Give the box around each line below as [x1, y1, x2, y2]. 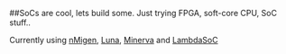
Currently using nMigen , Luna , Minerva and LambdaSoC [9, 35, 218, 45]
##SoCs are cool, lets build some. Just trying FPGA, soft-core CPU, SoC [9, 8, 278, 18]
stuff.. [9, 17, 32, 28]
